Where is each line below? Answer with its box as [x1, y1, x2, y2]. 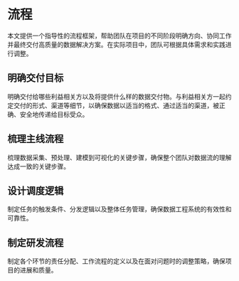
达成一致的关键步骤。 [7, 161, 70, 171]
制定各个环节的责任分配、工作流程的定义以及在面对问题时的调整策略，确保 [7, 257, 225, 265]
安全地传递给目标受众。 [19, 110, 89, 118]
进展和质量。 [19, 266, 58, 275]
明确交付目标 [7, 72, 64, 84]
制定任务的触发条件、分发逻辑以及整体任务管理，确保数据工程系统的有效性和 [7, 205, 232, 213]
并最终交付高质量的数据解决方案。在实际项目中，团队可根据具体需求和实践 [7, 40, 225, 48]
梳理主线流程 [7, 133, 64, 145]
